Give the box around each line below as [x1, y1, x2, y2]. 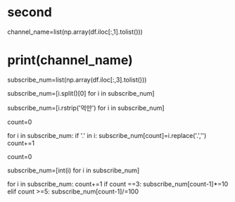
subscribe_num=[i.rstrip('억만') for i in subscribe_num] [7, 103, 165, 112]
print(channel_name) [7, 52, 134, 68]
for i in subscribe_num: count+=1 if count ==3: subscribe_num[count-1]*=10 [7, 179, 229, 188]
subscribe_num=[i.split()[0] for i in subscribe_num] [7, 89, 155, 97]
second [7, 4, 53, 20]
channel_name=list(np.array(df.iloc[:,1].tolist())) [7, 27, 143, 36]
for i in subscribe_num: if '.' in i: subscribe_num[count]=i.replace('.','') [7, 131, 207, 139]
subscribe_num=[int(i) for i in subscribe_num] [7, 166, 140, 175]
